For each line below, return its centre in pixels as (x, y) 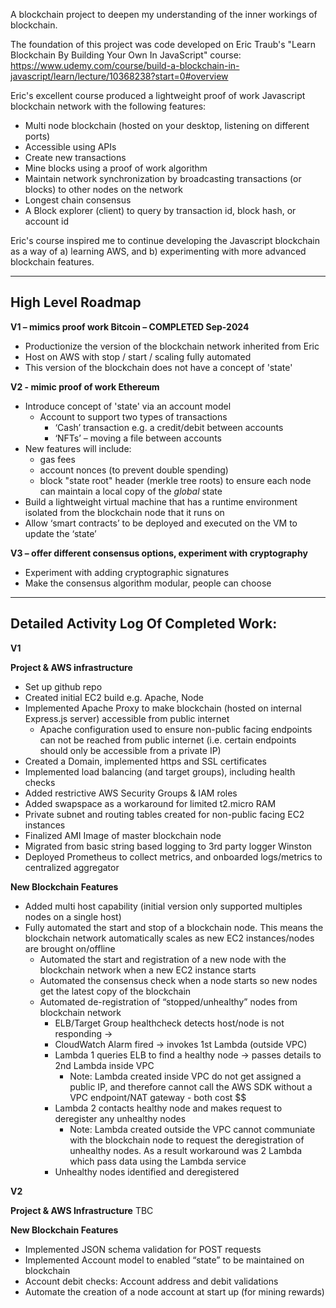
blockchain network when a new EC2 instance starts (148, 970)
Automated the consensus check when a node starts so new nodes (178, 980)
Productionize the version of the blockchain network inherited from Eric (172, 346)
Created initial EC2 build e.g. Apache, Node (114, 697)
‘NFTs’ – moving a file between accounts (138, 438)
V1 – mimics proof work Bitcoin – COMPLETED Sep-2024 (130, 326)
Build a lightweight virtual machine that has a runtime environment (161, 501)
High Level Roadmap (76, 302)
